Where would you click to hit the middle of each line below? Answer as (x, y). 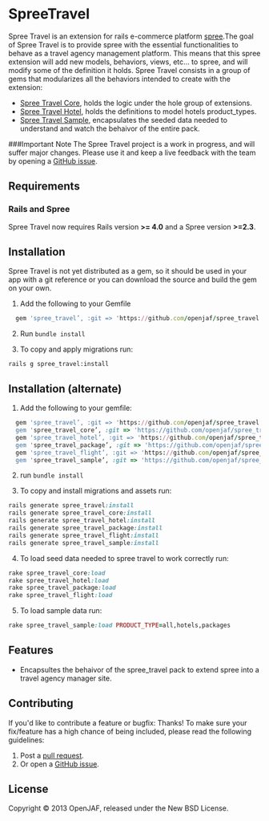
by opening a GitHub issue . (53, 161)
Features (31, 650)
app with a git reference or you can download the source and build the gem (133, 280)
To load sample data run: (61, 611)
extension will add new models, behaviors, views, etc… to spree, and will (128, 62)
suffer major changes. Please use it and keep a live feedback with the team (132, 152)
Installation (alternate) (65, 389)
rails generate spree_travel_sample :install (84, 543)
